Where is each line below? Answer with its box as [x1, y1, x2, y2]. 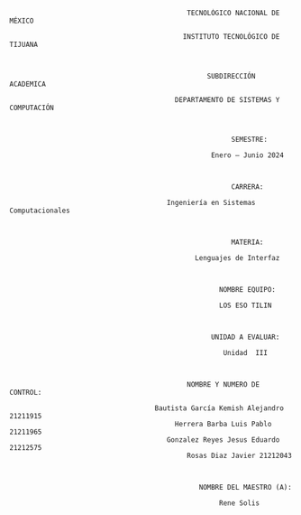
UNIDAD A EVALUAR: [210, 332, 280, 342]
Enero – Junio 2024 [210, 151, 284, 160]
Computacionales [9, 206, 70, 215]
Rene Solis [219, 499, 260, 508]
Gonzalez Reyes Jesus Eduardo [166, 435, 280, 445]
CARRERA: [231, 183, 264, 192]
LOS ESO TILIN [219, 301, 272, 310]
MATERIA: [231, 238, 264, 247]
